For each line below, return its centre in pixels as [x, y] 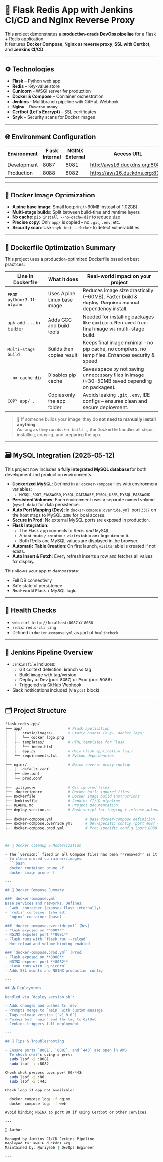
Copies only [61, 395]
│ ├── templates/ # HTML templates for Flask [65, 742]
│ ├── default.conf [27, 769]
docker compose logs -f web [38, 1104]
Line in [25, 276]
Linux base [60, 300]
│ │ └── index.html [29, 747]
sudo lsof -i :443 [28, 1082]
